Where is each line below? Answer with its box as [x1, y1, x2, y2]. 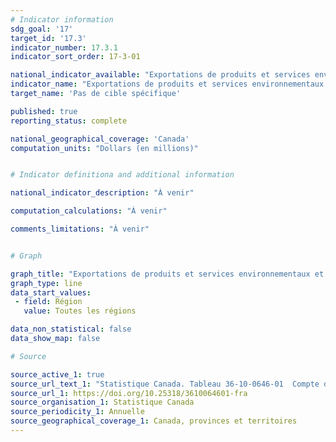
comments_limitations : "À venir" [10, 224, 150, 234]
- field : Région [14, 297, 83, 307]
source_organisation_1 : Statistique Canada [10, 397, 195, 408]
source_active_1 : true [10, 369, 105, 380]
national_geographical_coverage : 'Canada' [10, 134, 190, 144]
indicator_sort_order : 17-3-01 [10, 52, 141, 62]
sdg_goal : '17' [10, 24, 74, 34]
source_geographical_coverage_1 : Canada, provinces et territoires [10, 416, 298, 426]
